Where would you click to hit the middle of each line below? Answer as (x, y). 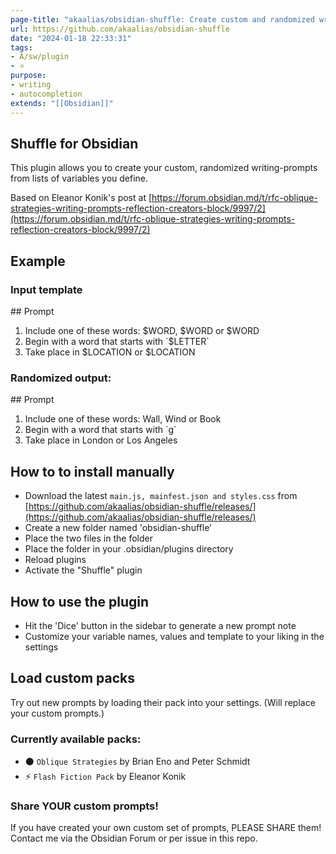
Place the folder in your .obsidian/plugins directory (129, 549)
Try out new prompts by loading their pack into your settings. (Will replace (163, 702)
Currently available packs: (76, 739)
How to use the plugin (80, 601)
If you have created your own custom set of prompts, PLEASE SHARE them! (166, 828)
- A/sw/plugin (40, 57)
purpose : (28, 76)
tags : (21, 47)
